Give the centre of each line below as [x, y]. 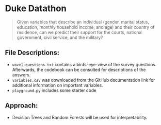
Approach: [21, 106]
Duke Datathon [36, 9]
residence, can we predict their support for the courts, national [80, 32]
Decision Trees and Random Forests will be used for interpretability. [80, 117]
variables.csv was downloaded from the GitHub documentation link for [83, 80]
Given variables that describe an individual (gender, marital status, [83, 22]
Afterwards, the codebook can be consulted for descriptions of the [79, 70]
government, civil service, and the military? [60, 37]
